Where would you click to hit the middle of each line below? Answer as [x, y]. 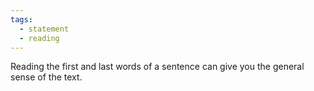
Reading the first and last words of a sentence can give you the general [157, 67]
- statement [44, 29]
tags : [21, 19]
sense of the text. [46, 77]
